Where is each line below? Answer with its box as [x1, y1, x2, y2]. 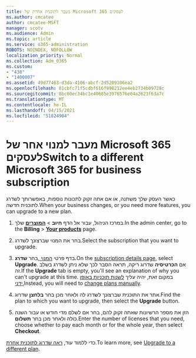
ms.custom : [6, 63, 33, 70]
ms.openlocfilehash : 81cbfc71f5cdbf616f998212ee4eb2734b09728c [6, 86, 165, 91]
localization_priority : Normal [6, 52, 83, 58]
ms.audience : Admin [6, 31, 54, 37]
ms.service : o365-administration [6, 42, 88, 48]
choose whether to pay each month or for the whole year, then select [14, 321, 183, 329]
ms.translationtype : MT [6, 96, 65, 102]
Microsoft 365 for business [6, 163, 142, 177]
